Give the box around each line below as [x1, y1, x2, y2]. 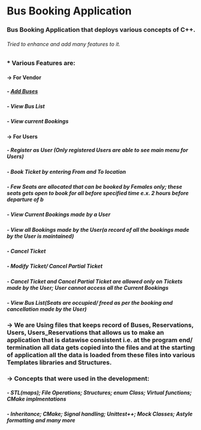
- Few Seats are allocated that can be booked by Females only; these [7, 183, 182, 190]
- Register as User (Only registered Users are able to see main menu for [7, 147, 188, 154]
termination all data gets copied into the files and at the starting [7, 343, 195, 352]
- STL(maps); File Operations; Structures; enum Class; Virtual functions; [7, 389, 192, 396]
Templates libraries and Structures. [7, 358, 112, 367]
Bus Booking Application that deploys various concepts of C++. [7, 26, 196, 34]
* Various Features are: [7, 59, 75, 67]
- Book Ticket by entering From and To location [7, 168, 126, 175]
